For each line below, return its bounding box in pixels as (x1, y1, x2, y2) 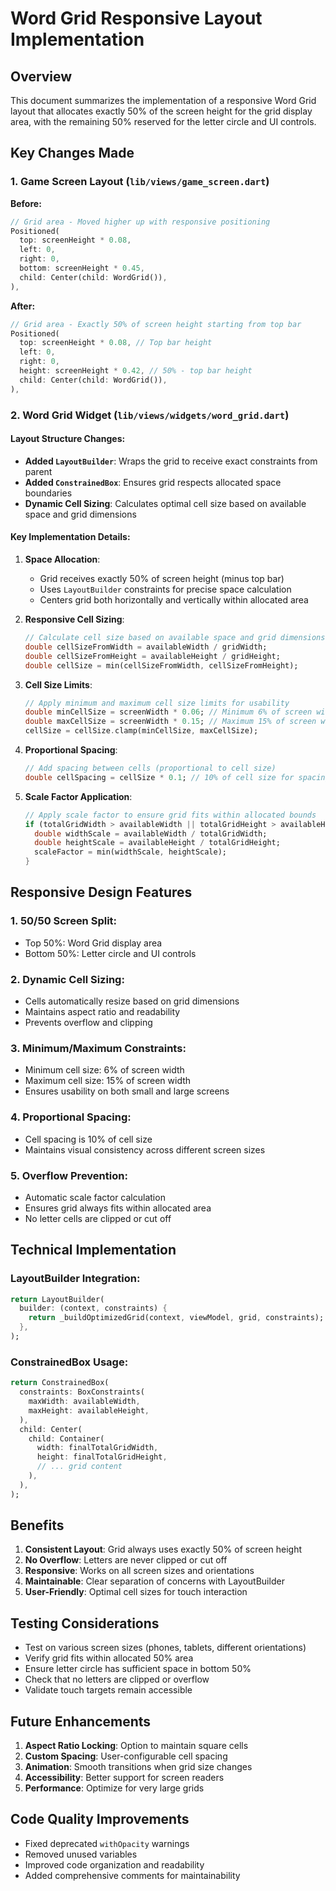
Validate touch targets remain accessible (24, 1684, 193, 1696)
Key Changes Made (10, 145, 135, 162)
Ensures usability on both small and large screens (24, 1085, 230, 1097)
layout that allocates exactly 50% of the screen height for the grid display (10, 105, 313, 117)
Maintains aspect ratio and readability (24, 1006, 181, 1017)
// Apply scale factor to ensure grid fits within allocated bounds (24, 810, 317, 820)
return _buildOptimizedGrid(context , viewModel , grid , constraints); (28, 1313, 325, 1323)
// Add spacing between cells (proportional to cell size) (24, 763, 277, 774)
